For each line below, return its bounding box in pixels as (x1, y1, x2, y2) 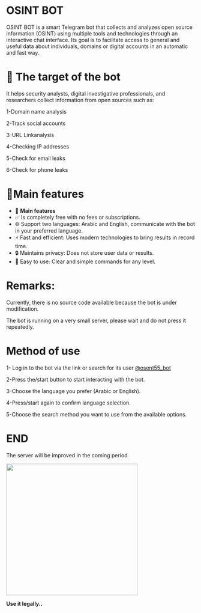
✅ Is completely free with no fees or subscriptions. (14, 213, 141, 221)
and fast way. (6, 49, 40, 56)
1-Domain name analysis (6, 108, 67, 115)
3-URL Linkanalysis (6, 131, 55, 138)
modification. (6, 305, 39, 313)
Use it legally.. (6, 600, 43, 607)
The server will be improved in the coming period (6, 451, 128, 459)
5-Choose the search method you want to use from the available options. (6, 410, 187, 418)
